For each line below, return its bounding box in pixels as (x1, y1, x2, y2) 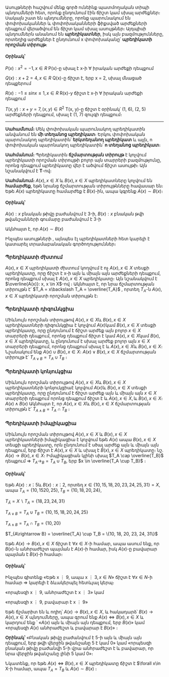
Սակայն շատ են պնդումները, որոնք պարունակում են (5, 15, 131, 21)
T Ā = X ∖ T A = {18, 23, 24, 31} (5, 498, 65, 505)
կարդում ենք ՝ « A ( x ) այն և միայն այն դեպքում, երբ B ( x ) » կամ (5, 619, 145, 625)
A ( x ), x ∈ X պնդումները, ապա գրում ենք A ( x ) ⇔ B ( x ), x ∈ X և (5, 614, 144, 620)
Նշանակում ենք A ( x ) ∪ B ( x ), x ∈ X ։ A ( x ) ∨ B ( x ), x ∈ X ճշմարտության (5, 349, 156, 355)
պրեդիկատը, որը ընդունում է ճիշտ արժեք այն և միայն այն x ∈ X (5, 390, 157, 396)
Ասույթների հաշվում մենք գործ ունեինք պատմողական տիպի (5, 5, 150, 10)
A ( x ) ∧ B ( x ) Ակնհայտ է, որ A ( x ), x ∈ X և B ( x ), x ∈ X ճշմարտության (5, 401, 151, 407)
